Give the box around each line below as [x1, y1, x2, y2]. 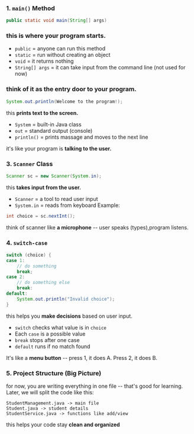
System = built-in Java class [14, 120, 82, 128]
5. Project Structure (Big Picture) [6, 369, 102, 377]
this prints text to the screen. [6, 109, 79, 116]
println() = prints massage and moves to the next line [14, 133, 148, 141]
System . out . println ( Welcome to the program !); [6, 98, 123, 104]
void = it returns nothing [14, 58, 74, 65]
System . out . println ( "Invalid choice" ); [17, 296, 115, 302]
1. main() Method [6, 4, 55, 12]
